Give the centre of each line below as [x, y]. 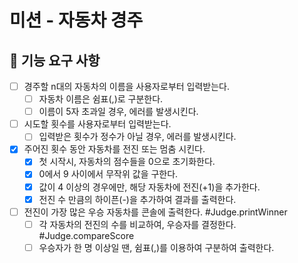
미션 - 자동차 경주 [76, 20]
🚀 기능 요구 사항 [55, 60]
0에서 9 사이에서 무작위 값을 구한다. [108, 174]
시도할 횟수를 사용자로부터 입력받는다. [97, 124]
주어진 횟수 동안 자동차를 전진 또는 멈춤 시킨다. [114, 149]
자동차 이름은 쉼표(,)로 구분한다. [101, 99]
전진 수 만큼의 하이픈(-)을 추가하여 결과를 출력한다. [137, 199]
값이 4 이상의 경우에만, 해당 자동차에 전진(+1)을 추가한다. [149, 187]
